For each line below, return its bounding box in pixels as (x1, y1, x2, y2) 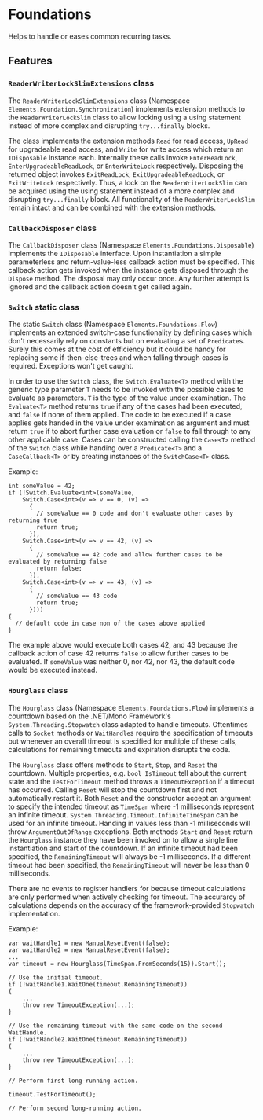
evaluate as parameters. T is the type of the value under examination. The (8, 393, 246, 402)
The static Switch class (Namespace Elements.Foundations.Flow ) (8, 320, 218, 329)
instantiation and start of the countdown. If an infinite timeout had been (8, 843, 238, 853)
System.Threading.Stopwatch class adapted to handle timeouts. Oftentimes (8, 719, 249, 729)
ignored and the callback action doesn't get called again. (8, 281, 192, 292)
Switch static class (8, 301, 80, 312)
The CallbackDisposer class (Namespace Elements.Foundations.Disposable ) (8, 240, 254, 249)
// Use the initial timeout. (8, 973, 104, 982)
